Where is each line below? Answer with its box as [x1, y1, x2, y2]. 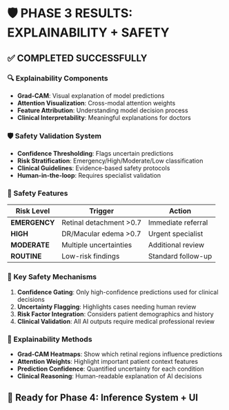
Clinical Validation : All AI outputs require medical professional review [17, 317, 215, 325]
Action [168, 206, 192, 216]
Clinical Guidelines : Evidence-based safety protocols [17, 164, 170, 172]
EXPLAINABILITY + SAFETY [7, 25, 170, 41]
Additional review [148, 240, 205, 250]
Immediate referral [148, 218, 208, 227]
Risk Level [15, 206, 50, 216]
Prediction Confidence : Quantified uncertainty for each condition [17, 365, 204, 373]
